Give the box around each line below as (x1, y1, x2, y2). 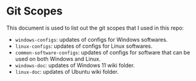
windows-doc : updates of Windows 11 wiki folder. (15, 62, 135, 69)
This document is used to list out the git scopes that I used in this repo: (6, 24, 184, 31)
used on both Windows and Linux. (15, 55, 101, 62)
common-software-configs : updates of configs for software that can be (15, 48, 191, 56)
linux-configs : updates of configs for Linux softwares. (15, 42, 153, 50)
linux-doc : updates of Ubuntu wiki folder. (15, 68, 119, 75)
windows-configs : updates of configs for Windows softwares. (15, 36, 168, 43)
